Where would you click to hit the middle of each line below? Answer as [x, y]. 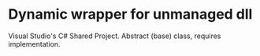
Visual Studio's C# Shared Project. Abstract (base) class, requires [115, 36]
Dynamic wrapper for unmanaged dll [130, 14]
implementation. [34, 44]
